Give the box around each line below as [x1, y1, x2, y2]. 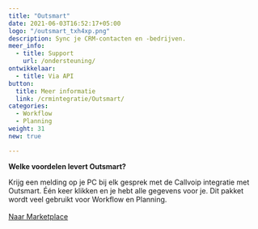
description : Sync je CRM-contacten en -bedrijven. [8, 34, 186, 43]
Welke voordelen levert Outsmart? [8, 161, 127, 171]
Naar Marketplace [8, 211, 69, 221]
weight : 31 [8, 125, 45, 133]
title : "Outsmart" [8, 11, 70, 20]
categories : [8, 102, 49, 110]
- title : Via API [15, 72, 74, 80]
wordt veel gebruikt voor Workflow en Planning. [8, 194, 167, 204]
